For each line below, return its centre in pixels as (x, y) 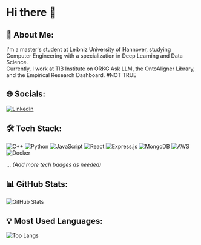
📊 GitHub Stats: (37, 184)
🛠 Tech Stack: (34, 129)
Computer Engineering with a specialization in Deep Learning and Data (94, 56)
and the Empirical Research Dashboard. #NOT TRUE (71, 75)
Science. (17, 62)
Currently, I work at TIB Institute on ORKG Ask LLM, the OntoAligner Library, (100, 69)
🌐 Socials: (26, 94)
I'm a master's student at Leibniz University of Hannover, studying (89, 49)
